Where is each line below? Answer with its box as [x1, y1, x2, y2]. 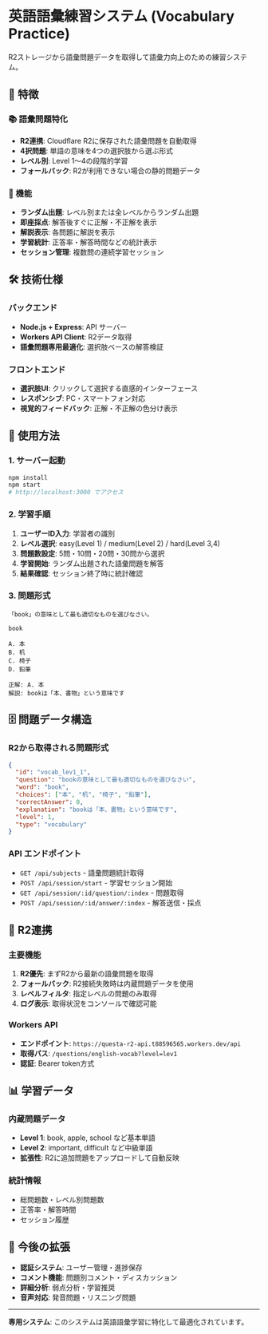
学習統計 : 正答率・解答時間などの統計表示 [19, 237, 157, 247]
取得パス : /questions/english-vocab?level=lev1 [19, 1048, 178, 1058]
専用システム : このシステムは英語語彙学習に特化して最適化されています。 [8, 1317, 249, 1327]
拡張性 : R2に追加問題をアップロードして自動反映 [19, 1153, 179, 1162]
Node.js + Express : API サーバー [19, 322, 128, 331]
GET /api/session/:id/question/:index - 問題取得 [19, 888, 184, 897]
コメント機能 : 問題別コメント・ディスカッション [19, 1273, 178, 1282]
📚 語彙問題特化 [8, 113, 69, 125]
